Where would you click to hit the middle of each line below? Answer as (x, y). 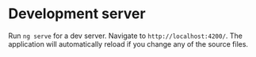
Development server (77, 14)
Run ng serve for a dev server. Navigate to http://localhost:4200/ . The (126, 36)
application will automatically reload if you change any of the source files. (128, 44)
